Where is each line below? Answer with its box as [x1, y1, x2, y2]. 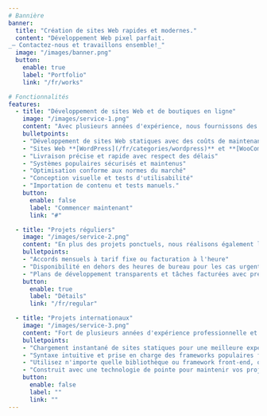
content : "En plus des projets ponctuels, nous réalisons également [22, 241, 254, 249]
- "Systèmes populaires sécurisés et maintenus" [22, 159, 187, 167]
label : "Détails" [29, 292, 87, 300]
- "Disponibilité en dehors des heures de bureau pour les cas [22, 262, 237, 271]
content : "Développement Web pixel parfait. [15, 33, 165, 42]
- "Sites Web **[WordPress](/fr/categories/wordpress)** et [22, 144, 226, 152]
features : [8, 100, 41, 108]
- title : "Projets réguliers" [15, 226, 115, 234]
